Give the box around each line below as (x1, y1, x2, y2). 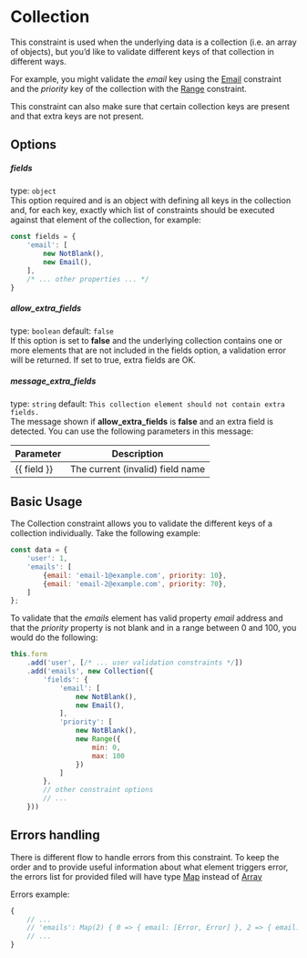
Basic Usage (10, 494, 83, 510)
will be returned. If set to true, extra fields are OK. (10, 355, 197, 366)
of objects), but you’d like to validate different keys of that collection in (10, 46, 274, 57)
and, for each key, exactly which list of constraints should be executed (10, 205, 275, 216)
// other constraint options (43, 786, 154, 795)
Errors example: (10, 889, 70, 900)
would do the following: (10, 632, 98, 644)
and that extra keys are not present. (10, 110, 145, 121)
